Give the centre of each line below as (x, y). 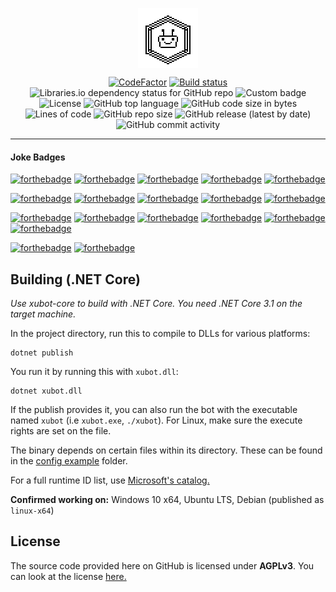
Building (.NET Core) (75, 279)
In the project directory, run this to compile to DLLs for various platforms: (160, 334)
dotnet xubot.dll (46, 391)
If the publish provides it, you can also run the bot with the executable (154, 410)
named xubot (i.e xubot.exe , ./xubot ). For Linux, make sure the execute (156, 420)
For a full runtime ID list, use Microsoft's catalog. (110, 480)
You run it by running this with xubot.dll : (94, 372)
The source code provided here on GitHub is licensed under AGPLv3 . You (162, 565)
